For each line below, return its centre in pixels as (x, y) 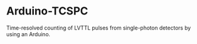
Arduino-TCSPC (47, 11)
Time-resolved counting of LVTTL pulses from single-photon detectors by (98, 28)
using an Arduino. (28, 34)
